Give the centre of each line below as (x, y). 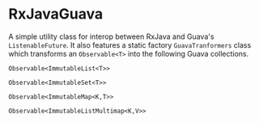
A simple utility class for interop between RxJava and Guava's (111, 36)
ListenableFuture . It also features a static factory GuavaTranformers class (130, 45)
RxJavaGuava (56, 14)
